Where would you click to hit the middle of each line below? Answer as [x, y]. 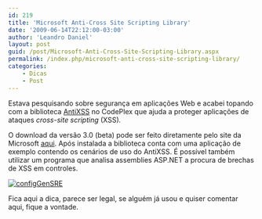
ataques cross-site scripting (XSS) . [65, 120]
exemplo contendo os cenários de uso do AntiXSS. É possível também [122, 151]
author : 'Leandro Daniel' [50, 37]
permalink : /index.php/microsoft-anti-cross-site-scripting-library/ [124, 59]
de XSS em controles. [43, 168]
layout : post [29, 45]
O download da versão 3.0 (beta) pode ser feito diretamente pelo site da [125, 135]
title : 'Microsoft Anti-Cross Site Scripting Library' [100, 23]
